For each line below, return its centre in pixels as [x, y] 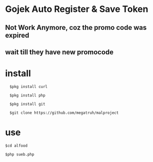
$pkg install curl [29, 86]
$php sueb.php [20, 154]
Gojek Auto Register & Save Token [77, 9]
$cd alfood [16, 146]
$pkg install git [28, 104]
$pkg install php [28, 95]
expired [17, 35]
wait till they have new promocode [59, 52]
